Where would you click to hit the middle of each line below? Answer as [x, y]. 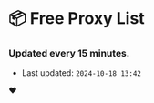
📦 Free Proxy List [77, 19]
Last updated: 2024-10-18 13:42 [82, 73]
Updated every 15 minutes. [69, 54]
